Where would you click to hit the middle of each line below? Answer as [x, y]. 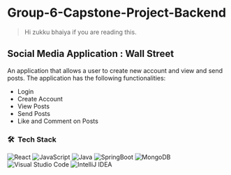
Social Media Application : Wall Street [91, 54]
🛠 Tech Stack [32, 139]
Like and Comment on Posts [58, 121]
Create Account [40, 99]
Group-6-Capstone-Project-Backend [117, 13]
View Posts [33, 106]
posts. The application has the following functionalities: [87, 78]
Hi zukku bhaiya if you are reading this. [81, 32]
